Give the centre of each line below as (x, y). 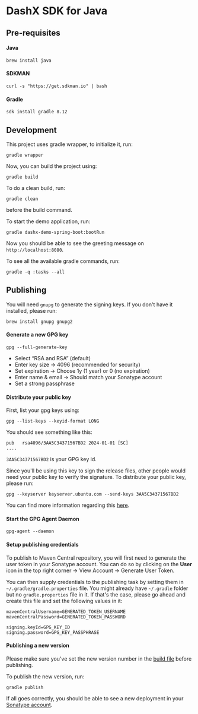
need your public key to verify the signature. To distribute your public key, (96, 477)
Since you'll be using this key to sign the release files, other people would (96, 471)
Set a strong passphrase (45, 383)
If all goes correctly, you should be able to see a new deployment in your (95, 698)
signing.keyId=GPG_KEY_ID (38, 627)
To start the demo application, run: (48, 221)
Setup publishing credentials (42, 545)
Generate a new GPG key (37, 335)
